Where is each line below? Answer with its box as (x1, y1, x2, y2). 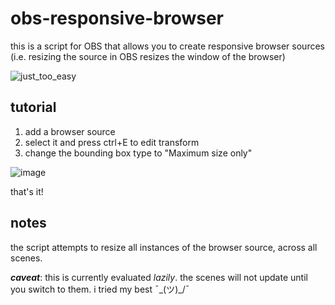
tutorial (10, 99, 57, 116)
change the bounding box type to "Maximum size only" (24, 147, 253, 159)
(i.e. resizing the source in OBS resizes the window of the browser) (10, 50, 286, 62)
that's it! (10, 185, 44, 197)
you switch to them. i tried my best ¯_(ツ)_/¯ (10, 283, 190, 295)
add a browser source (24, 125, 116, 137)
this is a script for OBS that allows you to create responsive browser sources (10, 40, 325, 52)
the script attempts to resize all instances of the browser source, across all (10, 241, 318, 253)
